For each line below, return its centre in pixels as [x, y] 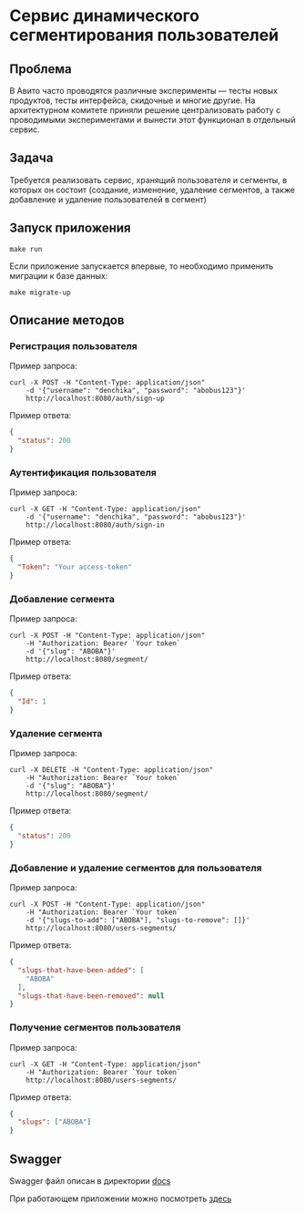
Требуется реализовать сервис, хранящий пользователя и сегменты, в [148, 180]
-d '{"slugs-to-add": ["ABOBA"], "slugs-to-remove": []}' [138, 920]
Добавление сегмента [62, 599]
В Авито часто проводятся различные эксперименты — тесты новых [143, 91]
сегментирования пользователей [144, 35]
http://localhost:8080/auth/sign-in [96, 525]
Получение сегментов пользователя [95, 1028]
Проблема [41, 69]
